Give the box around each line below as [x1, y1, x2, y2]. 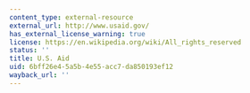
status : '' [9, 46, 50, 55]
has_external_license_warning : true [9, 29, 146, 38]
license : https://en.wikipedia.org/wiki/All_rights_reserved [9, 37, 242, 47]
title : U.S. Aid [9, 54, 70, 63]
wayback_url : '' [9, 71, 70, 80]
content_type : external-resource [9, 12, 134, 22]
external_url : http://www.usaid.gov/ [9, 21, 150, 30]
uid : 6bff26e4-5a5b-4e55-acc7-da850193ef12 [9, 63, 174, 72]
